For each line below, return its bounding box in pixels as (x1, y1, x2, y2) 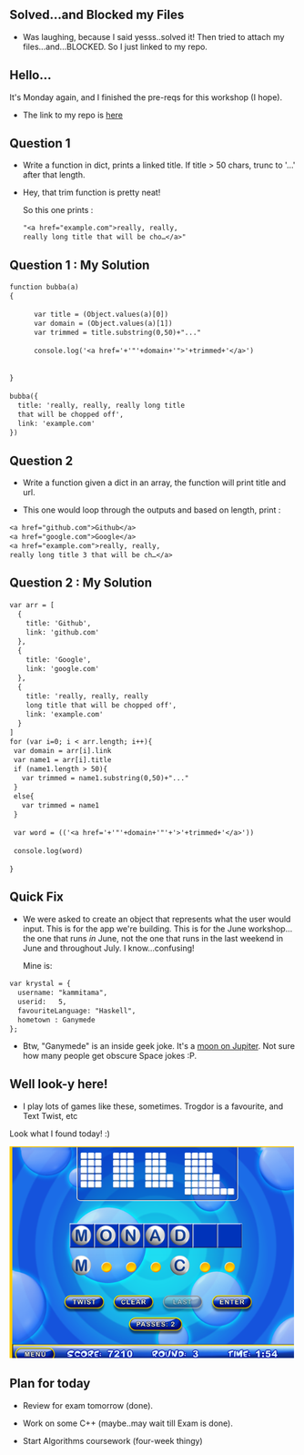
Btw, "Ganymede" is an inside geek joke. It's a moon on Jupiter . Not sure (22, 1040, 296, 1051)
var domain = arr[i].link (13, 746, 112, 755)
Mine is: (22, 960, 53, 971)
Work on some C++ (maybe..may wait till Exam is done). (22, 1418, 234, 1429)
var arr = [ (9, 600, 55, 609)
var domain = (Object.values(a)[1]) (33, 319, 173, 329)
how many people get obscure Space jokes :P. (22, 1050, 198, 1061)
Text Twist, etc (22, 1110, 78, 1121)
